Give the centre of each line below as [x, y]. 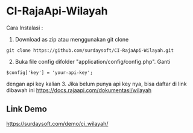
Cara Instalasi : [25, 28]
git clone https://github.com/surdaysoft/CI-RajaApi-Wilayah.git [90, 50]
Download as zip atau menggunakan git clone [72, 39]
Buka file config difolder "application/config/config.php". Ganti [93, 61]
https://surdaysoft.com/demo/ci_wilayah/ [57, 123]
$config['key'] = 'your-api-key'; [50, 73]
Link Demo [27, 109]
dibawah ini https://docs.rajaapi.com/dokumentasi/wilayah [79, 90]
